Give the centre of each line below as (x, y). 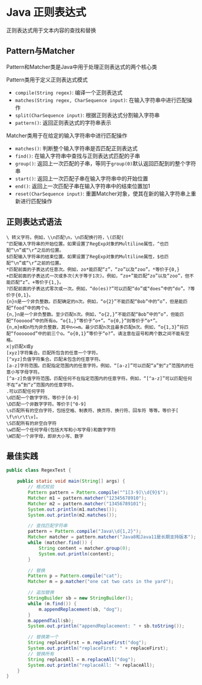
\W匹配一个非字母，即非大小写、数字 (45, 436)
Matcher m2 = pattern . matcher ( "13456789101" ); (87, 504)
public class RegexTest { (39, 470)
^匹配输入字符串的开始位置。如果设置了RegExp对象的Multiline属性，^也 (85, 244)
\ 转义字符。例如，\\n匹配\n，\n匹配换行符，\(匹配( (65, 237)
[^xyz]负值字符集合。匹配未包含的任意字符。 (55, 359)
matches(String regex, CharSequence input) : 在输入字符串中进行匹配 (101, 100)
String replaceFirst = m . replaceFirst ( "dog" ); (87, 643)
